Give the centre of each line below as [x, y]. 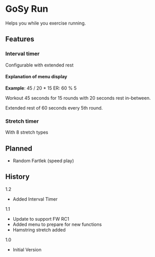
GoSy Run [27, 9]
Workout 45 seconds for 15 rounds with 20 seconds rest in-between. [78, 98]
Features [20, 39]
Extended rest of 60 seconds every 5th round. [54, 108]
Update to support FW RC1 [41, 219]
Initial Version [27, 249]
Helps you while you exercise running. [46, 23]
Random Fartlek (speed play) [43, 160]
